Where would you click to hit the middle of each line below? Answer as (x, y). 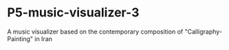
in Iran (43, 38)
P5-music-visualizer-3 (73, 13)
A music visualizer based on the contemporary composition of (95, 32)
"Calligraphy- (203, 32)
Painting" (20, 38)
